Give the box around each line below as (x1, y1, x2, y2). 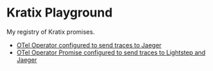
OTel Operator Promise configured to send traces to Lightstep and (16, 48, 206, 57)
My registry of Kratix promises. (6, 28, 95, 36)
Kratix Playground (6, 5, 113, 21)
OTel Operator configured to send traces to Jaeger (16, 41, 162, 49)
